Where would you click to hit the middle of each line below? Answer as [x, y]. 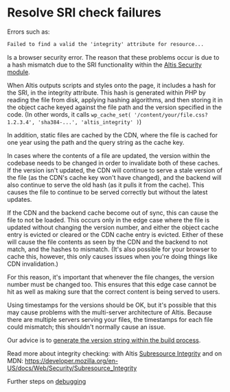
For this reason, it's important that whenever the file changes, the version [111, 277]
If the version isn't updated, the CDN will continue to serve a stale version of [115, 170]
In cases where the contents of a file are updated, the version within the [109, 155]
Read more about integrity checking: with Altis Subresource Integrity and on [114, 353]
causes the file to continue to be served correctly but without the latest [107, 192]
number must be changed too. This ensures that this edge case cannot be [112, 284]
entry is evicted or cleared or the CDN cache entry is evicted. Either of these [115, 234]
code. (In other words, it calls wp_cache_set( [69, 114]
